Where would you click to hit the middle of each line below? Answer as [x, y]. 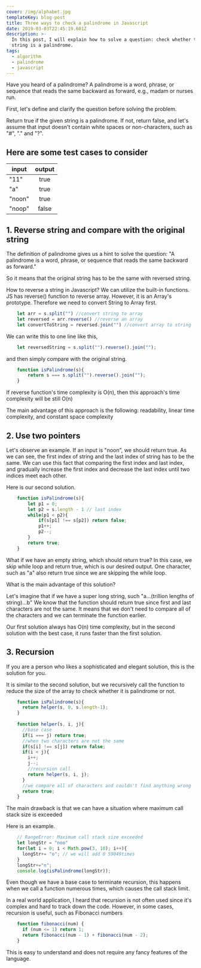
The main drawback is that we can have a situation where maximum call [95, 808]
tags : [13, 51]
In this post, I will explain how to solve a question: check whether [101, 40]
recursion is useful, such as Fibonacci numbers [64, 913]
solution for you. [26, 673]
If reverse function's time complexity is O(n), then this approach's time [93, 392]
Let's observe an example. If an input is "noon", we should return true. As [97, 450]
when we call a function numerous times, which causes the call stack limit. [98, 889]
